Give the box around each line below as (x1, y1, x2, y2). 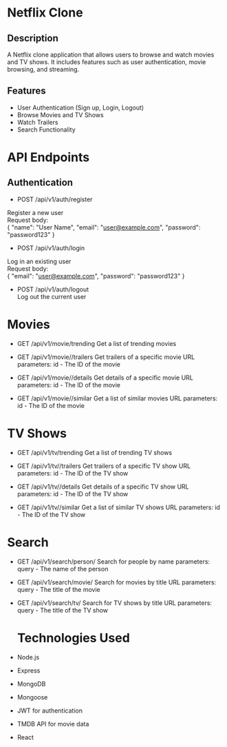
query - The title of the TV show (17, 606, 109, 614)
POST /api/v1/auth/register (17, 195, 93, 203)
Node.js (17, 653, 40, 661)
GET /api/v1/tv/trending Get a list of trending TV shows (17, 448, 173, 456)
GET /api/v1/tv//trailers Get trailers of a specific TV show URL (17, 462, 191, 470)
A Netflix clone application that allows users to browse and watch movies (7, 50, 215, 59)
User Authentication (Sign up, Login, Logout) (17, 103, 144, 112)
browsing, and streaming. (7, 65, 80, 73)
